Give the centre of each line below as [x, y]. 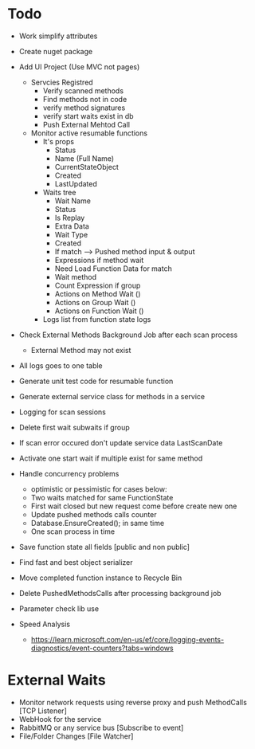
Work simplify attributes [58, 36]
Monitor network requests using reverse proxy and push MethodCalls [133, 702]
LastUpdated [76, 183]
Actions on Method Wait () [98, 294]
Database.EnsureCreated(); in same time [98, 523]
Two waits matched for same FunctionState [102, 497]
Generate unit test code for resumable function [96, 381]
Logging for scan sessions [63, 412]
